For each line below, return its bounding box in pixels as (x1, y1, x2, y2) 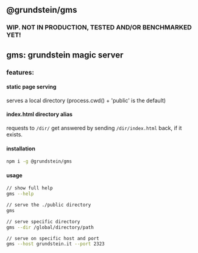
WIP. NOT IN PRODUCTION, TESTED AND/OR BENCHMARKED (6, 23, 192, 32)
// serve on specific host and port (6, 235, 99, 241)
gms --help (6, 191, 34, 197)
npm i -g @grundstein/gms (6, 158, 72, 164)
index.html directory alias (6, 111, 73, 118)
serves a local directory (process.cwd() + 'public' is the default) (6, 97, 166, 104)
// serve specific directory (6, 218, 80, 225)
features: (6, 68, 35, 76)
